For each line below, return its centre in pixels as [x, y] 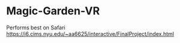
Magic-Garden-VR [53, 11]
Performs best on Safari [36, 27]
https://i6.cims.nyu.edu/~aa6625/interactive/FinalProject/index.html [90, 33]
